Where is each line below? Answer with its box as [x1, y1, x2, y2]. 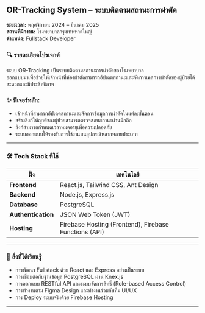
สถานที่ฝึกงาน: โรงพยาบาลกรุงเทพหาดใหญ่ [6, 27, 92, 35]
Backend [9, 190, 35, 199]
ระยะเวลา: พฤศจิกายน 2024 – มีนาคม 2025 [6, 21, 99, 28]
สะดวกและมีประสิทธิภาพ [6, 80, 55, 88]
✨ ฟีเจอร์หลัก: [6, 96, 40, 105]
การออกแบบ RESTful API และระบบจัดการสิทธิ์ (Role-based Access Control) [15, 280, 187, 287]
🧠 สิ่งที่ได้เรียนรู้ [6, 252, 42, 261]
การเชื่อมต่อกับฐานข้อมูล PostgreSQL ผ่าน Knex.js [15, 273, 124, 280]
